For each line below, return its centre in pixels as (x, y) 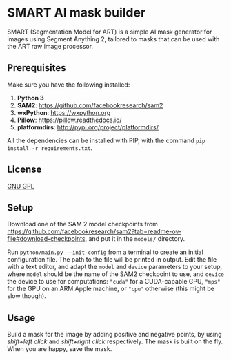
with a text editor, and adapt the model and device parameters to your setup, (115, 267)
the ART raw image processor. (50, 46)
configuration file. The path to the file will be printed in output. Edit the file (112, 260)
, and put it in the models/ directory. (135, 239)
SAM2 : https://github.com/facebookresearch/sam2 (90, 105)
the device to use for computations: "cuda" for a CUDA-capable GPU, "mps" (114, 282)
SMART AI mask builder (77, 13)
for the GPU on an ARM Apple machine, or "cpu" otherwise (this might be (111, 289)
